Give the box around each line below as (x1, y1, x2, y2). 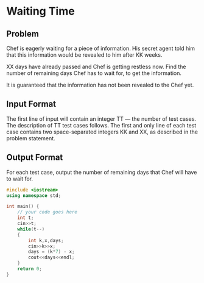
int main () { (6, 203, 40, 210)
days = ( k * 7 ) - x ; (28, 249, 75, 255)
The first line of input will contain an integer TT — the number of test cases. (6, 115, 197, 123)
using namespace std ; (6, 192, 62, 199)
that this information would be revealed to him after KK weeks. (6, 51, 163, 59)
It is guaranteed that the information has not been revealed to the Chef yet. (6, 81, 194, 88)
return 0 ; (17, 266, 43, 272)
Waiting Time (6, 4, 75, 18)
